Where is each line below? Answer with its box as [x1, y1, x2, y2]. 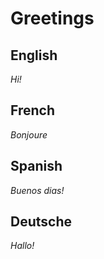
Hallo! [10, 240, 35, 252]
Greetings [10, 7, 95, 30]
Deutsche [10, 213, 72, 231]
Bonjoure [10, 128, 48, 141]
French [10, 102, 55, 119]
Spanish [10, 158, 63, 175]
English [10, 47, 58, 64]
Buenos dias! [10, 184, 65, 196]
